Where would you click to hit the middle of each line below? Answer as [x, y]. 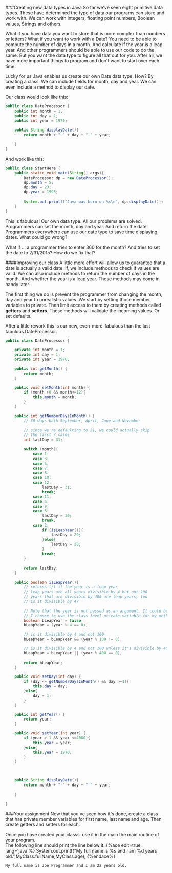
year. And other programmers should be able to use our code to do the [80, 50]
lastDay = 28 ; [66, 544]
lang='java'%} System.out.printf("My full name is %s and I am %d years [81, 851]
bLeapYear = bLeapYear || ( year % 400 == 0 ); [73, 653]
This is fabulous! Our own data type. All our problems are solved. [74, 221]
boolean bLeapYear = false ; [53, 620]
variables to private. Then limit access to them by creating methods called [83, 305]
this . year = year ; [52, 743]
